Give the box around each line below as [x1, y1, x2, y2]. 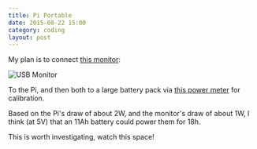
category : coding [8, 26, 65, 34]
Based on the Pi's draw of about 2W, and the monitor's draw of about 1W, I [8, 109, 250, 118]
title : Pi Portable [8, 11, 73, 20]
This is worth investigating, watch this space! [8, 133, 155, 142]
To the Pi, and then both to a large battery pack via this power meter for [8, 85, 240, 95]
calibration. [8, 93, 45, 103]
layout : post [8, 33, 51, 42]
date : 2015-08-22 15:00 [8, 19, 87, 27]
